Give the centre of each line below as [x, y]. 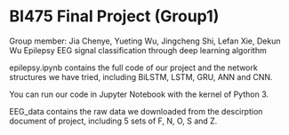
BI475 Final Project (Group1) [114, 16]
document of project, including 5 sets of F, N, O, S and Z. [113, 121]
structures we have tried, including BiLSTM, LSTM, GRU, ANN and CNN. [141, 76]
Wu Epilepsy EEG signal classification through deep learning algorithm [138, 50]
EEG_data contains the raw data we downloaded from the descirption [136, 111]
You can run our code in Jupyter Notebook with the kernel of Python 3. [139, 94]
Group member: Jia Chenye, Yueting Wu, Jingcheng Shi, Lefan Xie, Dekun [145, 41]
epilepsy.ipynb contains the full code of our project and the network [133, 67]
